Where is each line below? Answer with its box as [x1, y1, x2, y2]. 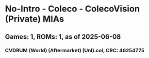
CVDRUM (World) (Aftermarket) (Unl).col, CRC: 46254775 [5, 47, 145, 54]
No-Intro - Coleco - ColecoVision [5, 3, 140, 14]
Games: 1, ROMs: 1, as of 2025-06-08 [5, 33, 121, 41]
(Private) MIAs [5, 13, 65, 24]
